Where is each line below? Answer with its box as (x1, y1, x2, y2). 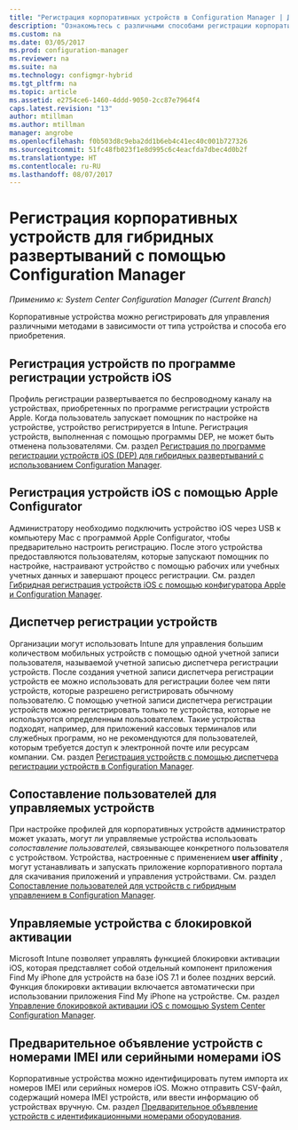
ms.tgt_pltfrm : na (9, 79, 77, 88)
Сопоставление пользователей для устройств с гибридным (9, 880, 237, 891)
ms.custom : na (9, 29, 62, 38)
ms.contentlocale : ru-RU (9, 162, 101, 171)
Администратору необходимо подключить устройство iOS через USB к (9, 522, 281, 533)
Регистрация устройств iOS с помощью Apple (9, 485, 278, 500)
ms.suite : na (9, 63, 58, 72)
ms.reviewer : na (9, 54, 69, 63)
